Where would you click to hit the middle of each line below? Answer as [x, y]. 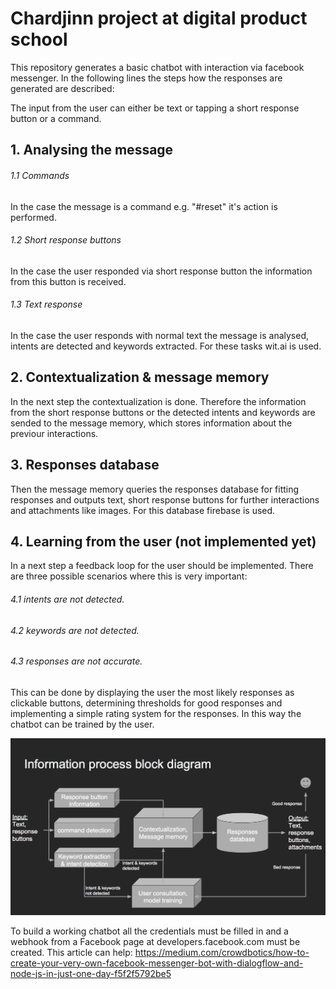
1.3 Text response [46, 304]
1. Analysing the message [92, 150]
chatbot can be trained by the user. [82, 724]
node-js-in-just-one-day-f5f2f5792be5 [91, 973]
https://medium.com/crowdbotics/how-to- [222, 952]
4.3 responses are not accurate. [76, 661]
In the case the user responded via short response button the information [161, 271]
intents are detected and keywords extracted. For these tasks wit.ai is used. [166, 346]
